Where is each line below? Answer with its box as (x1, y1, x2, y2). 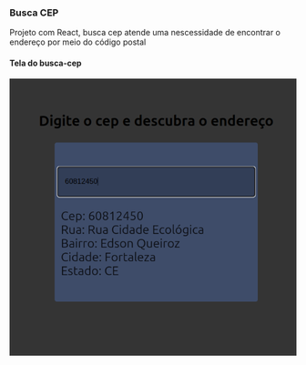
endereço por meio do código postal (9, 36, 147, 47)
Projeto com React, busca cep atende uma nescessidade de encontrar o (9, 27, 280, 38)
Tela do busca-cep (9, 57, 82, 68)
